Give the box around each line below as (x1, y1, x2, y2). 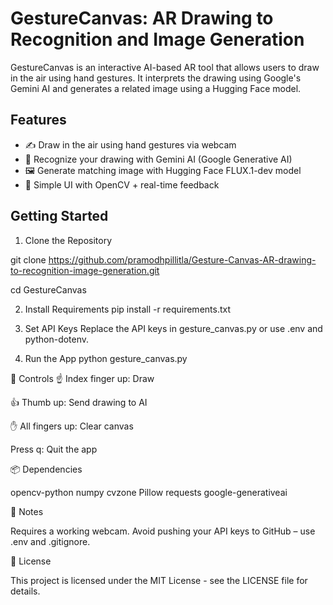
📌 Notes (10, 505, 44, 517)
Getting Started (10, 208, 109, 225)
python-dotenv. (24, 333, 90, 345)
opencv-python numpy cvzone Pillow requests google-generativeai (10, 486, 288, 498)
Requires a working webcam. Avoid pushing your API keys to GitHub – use (10, 525, 316, 537)
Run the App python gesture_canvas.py (24, 352, 188, 364)
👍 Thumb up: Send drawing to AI (10, 396, 148, 408)
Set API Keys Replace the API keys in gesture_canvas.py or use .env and (24, 322, 323, 334)
